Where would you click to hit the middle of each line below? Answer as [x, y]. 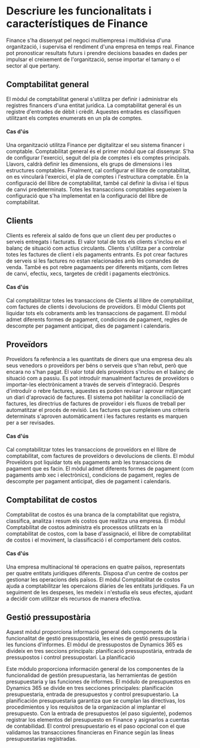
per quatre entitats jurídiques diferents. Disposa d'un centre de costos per [97, 573]
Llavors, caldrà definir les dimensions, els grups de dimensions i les [89, 164]
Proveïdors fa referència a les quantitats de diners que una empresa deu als [99, 359]
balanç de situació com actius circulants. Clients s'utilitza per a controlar [95, 248]
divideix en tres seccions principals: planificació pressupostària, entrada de [99, 651]
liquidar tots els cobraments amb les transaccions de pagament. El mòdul [96, 313]
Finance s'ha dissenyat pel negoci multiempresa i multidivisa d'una [89, 40]
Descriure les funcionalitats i [79, 11]
